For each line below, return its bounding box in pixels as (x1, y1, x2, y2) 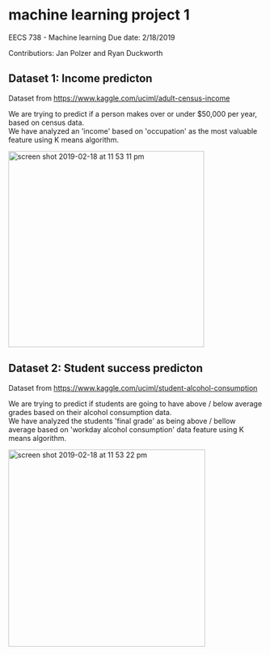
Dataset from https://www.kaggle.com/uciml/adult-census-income (8, 93, 230, 103)
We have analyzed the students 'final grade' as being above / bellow (8, 416, 236, 426)
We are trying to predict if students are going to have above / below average (8, 399, 263, 409)
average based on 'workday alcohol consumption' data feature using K (8, 424, 244, 435)
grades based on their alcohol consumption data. (8, 407, 172, 417)
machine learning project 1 (8, 6, 190, 24)
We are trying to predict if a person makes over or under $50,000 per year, (8, 109, 257, 118)
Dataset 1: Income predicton (8, 71, 153, 86)
